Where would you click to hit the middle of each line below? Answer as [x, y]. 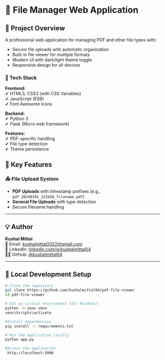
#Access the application [30, 348]
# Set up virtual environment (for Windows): [52, 304]
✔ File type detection [27, 144]
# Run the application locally [37, 335]
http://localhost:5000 [30, 353]
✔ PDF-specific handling [30, 139]
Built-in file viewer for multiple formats [51, 54]
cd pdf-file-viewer [25, 295]
